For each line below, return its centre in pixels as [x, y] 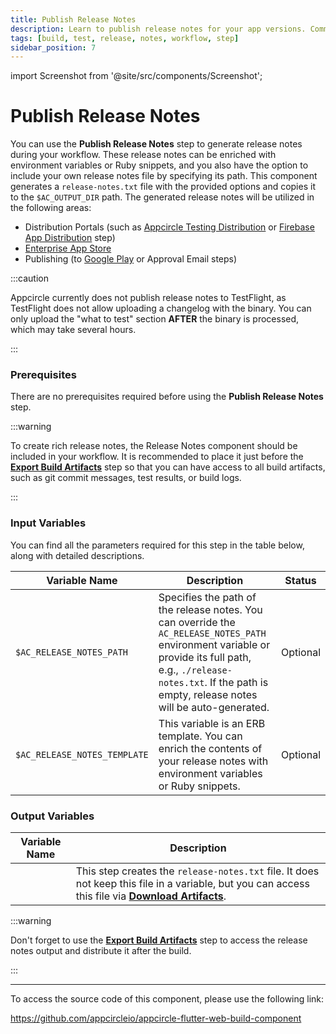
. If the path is [236, 682]
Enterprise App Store [68, 248]
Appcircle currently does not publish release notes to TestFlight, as [148, 298]
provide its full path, [205, 657]
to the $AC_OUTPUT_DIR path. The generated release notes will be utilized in [162, 197]
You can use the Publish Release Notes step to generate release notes [156, 144]
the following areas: [51, 208]
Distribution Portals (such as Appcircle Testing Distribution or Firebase [169, 227]
